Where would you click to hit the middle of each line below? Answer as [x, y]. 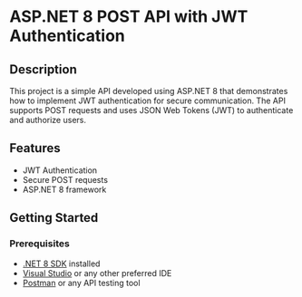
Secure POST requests [65, 179]
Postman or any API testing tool [81, 283]
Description [43, 69]
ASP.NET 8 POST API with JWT [129, 17]
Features [35, 148]
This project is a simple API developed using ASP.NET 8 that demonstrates [149, 91]
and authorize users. [48, 120]
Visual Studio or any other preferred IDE [97, 273]
